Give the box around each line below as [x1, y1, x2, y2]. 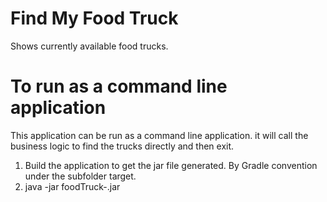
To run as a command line [10, 75, 228, 98]
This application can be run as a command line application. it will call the [10, 129, 309, 141]
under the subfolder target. [24, 170, 137, 182]
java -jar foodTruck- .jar [24, 180, 121, 192]
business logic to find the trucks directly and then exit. [10, 140, 235, 152]
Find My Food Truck [10, 7, 179, 30]
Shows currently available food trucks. [10, 40, 169, 52]
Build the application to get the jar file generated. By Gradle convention [24, 159, 318, 171]
